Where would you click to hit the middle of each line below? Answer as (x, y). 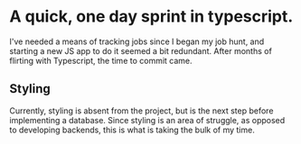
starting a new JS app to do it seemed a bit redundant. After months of (141, 50)
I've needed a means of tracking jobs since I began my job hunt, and (137, 41)
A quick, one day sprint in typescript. (151, 17)
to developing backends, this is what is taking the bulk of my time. (132, 130)
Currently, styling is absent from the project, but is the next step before (141, 111)
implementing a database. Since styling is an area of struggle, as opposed (147, 120)
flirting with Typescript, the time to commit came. (101, 60)
